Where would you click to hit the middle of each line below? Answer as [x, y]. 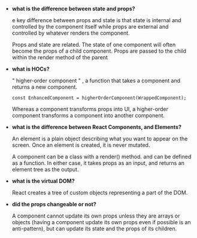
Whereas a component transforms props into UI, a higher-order [90, 109]
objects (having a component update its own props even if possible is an [101, 222]
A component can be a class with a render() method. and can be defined [101, 156]
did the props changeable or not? [54, 204]
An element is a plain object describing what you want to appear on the [100, 138]
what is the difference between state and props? [74, 9]
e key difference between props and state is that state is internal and [96, 20]
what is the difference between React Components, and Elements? [96, 127]
